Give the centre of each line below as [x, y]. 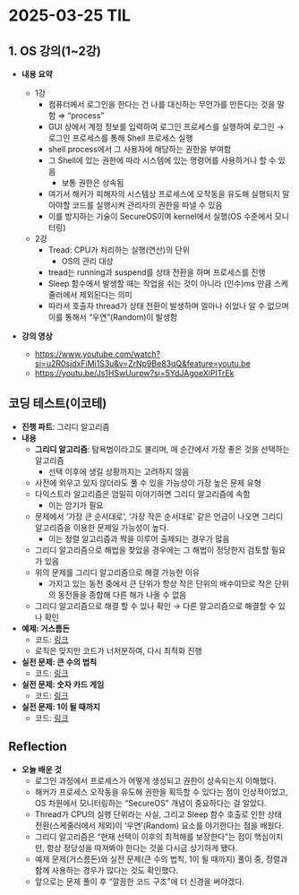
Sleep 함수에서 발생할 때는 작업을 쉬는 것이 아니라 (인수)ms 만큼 [160, 284]
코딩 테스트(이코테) [58, 404]
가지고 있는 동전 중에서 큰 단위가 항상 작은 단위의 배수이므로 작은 [160, 583]
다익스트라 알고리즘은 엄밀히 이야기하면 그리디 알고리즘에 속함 [142, 494]
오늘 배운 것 [41, 769]
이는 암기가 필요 [76, 505]
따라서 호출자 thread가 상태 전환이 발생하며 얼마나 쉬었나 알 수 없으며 [169, 306]
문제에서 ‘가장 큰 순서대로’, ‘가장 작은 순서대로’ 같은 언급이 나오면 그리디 [159, 516]
